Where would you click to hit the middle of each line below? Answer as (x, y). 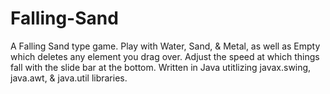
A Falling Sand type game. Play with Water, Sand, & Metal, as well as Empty (165, 46)
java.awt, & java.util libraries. (69, 78)
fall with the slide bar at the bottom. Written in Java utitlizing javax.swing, (161, 67)
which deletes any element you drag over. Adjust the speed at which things (165, 56)
